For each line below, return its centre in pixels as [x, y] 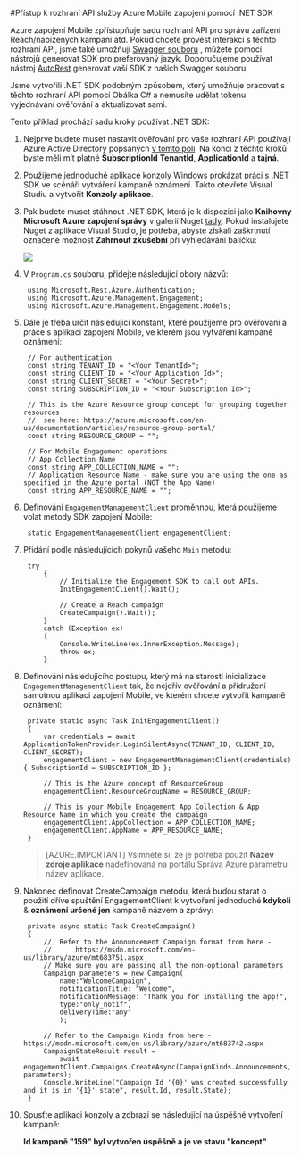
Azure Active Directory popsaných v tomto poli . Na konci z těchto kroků [155, 148]
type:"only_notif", [96, 1004]
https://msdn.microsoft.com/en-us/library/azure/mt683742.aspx [143, 1044]
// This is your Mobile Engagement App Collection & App [151, 807]
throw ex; [78, 652]
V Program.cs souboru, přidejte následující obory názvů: [125, 274]
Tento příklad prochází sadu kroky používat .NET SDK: [110, 121]
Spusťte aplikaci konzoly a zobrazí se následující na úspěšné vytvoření [153, 1114]
